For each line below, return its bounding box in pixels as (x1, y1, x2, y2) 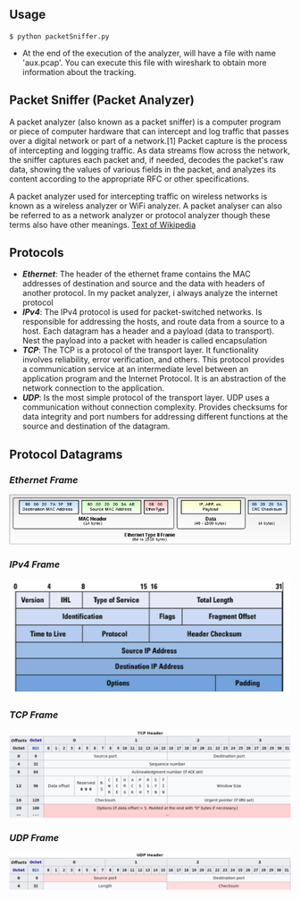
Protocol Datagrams (9, 446, 123, 462)
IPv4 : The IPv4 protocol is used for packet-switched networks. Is (21, 307, 262, 318)
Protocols (9, 245, 64, 260)
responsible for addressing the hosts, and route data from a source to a (21, 317, 286, 327)
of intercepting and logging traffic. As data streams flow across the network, (9, 145, 290, 156)
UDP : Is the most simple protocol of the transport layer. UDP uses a (21, 393, 270, 403)
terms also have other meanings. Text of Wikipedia (9, 219, 196, 230)
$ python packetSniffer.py (9, 31, 110, 41)
